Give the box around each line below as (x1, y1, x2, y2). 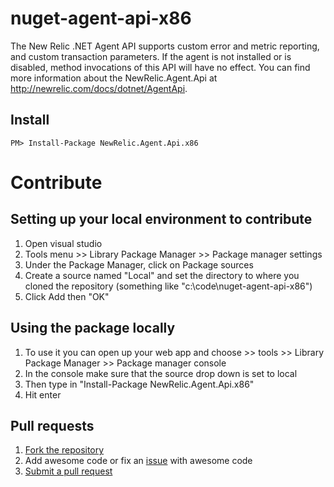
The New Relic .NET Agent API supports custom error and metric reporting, (10, 40, 320, 52)
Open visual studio (24, 237, 103, 249)
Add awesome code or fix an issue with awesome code (24, 455, 253, 467)
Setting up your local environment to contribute (10, 211, 313, 228)
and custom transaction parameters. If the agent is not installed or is (10, 50, 292, 62)
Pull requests (10, 417, 95, 434)
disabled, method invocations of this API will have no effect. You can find (10, 61, 311, 73)
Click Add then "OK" (24, 290, 110, 302)
